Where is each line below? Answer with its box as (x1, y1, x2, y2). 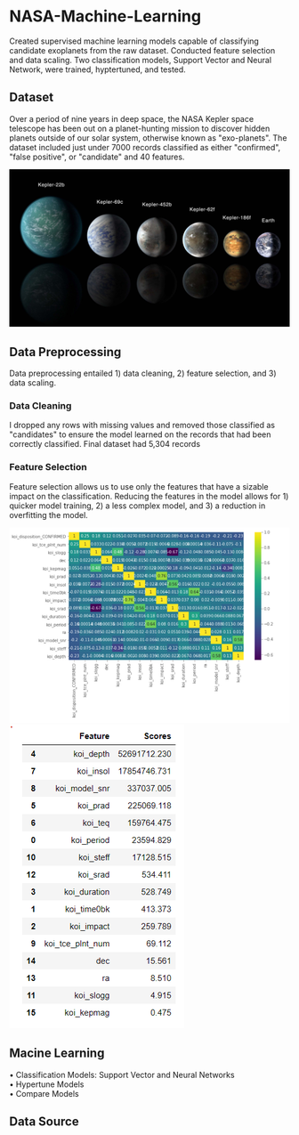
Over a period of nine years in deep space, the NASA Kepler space (9, 113, 255, 124)
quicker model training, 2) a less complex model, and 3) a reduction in (9, 500, 266, 511)
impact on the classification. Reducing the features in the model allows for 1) (9, 490, 289, 501)
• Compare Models (9, 1088, 79, 1099)
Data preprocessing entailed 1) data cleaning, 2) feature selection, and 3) (9, 368, 277, 379)
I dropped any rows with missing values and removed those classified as (9, 420, 276, 431)
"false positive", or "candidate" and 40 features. (9, 151, 185, 162)
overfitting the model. (9, 509, 89, 520)
